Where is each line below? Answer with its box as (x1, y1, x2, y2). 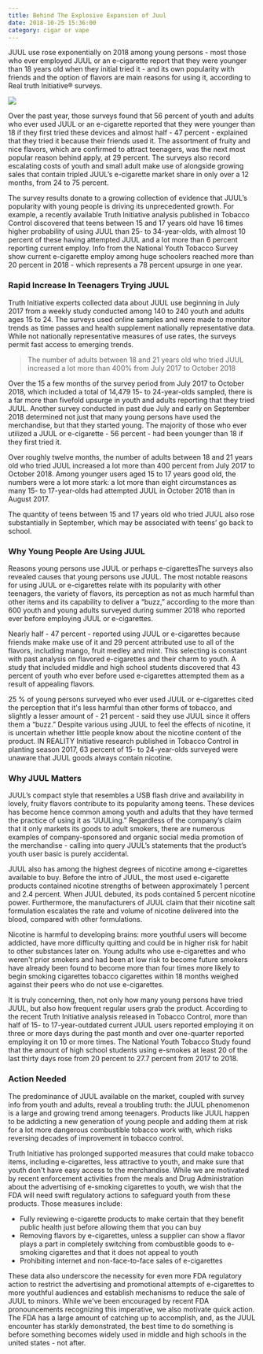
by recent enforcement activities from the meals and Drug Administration (8, 1174, 244, 1183)
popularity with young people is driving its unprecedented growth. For (8, 202, 234, 211)
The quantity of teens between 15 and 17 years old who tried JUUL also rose (8, 509, 255, 519)
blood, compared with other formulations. (8, 915, 143, 924)
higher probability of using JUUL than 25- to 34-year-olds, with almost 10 (8, 227, 246, 236)
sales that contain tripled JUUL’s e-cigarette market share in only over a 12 (8, 170, 249, 179)
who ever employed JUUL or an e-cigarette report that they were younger (8, 56, 247, 65)
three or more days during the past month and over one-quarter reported (8, 1029, 245, 1038)
